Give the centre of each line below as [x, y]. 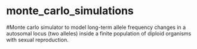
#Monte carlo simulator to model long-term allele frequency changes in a [96, 27]
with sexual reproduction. [37, 40]
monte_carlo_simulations [70, 11]
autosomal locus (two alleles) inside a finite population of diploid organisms [99, 33]
